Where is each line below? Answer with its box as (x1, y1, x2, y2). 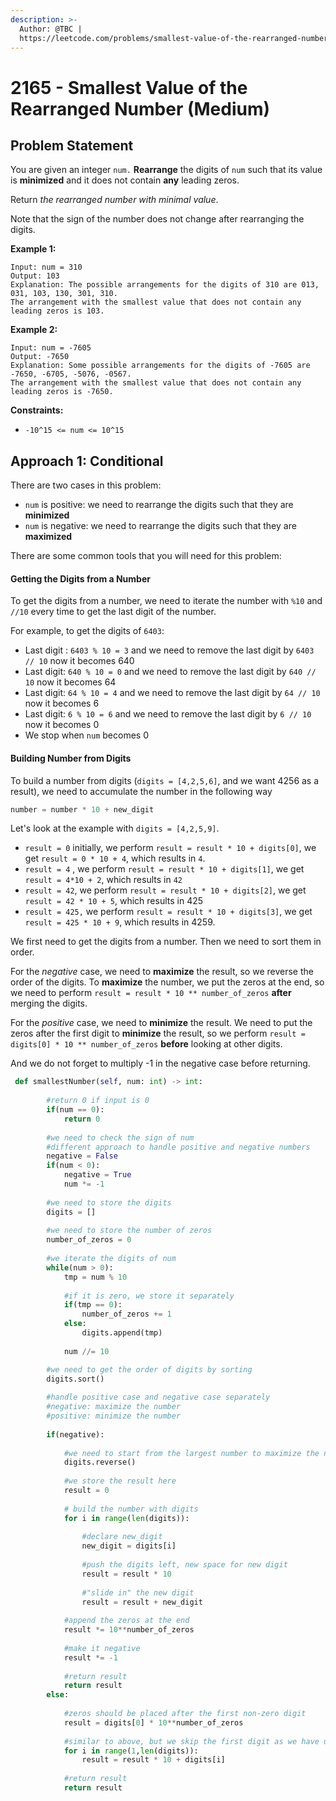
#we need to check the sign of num (46, 1132, 195, 1143)
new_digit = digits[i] (81, 1541, 177, 1551)
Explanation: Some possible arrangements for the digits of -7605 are (10, 361, 311, 371)
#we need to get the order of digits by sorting (46, 1364, 253, 1375)
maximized (24, 531, 73, 543)
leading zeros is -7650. (10, 387, 114, 397)
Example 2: (10, 324, 58, 336)
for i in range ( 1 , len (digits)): (63, 1746, 199, 1756)
